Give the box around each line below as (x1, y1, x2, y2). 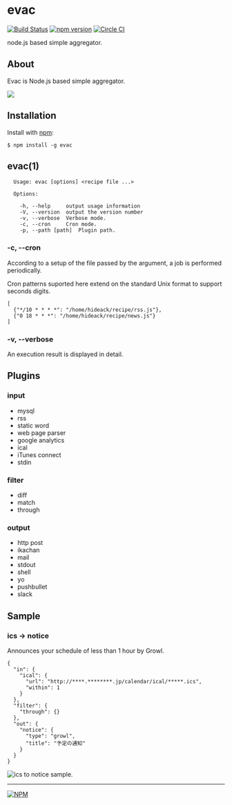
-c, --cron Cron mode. (19, 221, 97, 228)
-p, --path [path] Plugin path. (19, 227, 116, 234)
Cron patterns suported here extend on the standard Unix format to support (7, 279, 222, 288)
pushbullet (17, 583, 48, 591)
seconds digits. (7, 286, 50, 295)
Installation (7, 110, 57, 122)
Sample (7, 610, 41, 622)
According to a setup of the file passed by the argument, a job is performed (7, 259, 222, 267)
